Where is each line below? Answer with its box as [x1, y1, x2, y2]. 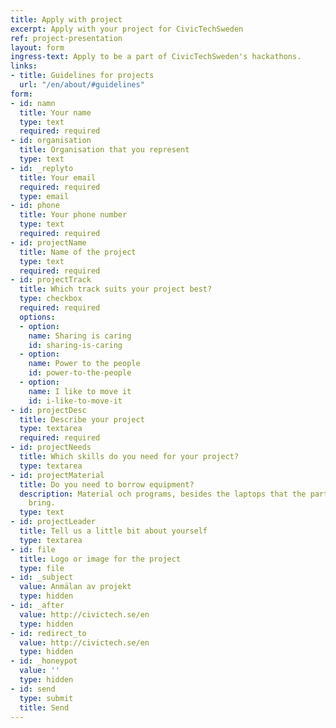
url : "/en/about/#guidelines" [19, 80, 145, 90]
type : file [19, 563, 65, 573]
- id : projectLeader [10, 517, 97, 527]
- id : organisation [10, 136, 92, 146]
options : [19, 312, 56, 322]
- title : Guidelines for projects [10, 71, 155, 81]
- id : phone [10, 201, 60, 211]
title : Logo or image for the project [19, 554, 182, 564]
